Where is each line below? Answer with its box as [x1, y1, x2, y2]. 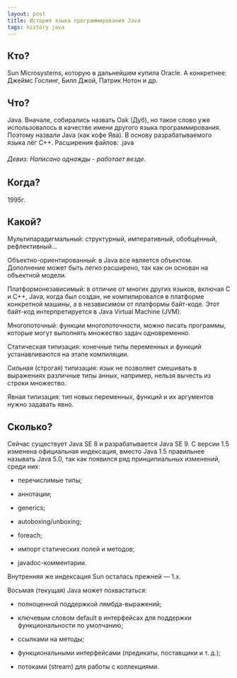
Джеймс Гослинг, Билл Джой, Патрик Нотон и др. [7, 76, 158, 85]
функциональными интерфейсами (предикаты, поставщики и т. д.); [17, 649, 221, 657]
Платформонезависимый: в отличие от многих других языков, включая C [7, 285, 231, 293]
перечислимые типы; [17, 476, 83, 485]
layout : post [7, 10, 46, 18]
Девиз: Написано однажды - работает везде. [7, 154, 146, 163]
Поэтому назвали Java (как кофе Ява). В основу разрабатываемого [7, 131, 212, 139]
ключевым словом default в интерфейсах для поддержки [17, 613, 192, 622]
